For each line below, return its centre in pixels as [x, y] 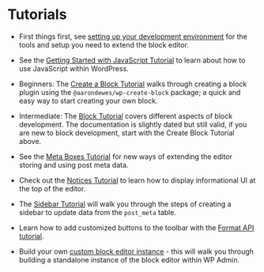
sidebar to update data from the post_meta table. [98, 212]
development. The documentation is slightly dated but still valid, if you [133, 124]
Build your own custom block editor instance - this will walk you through [136, 251]
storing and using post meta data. [74, 164]
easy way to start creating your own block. [89, 100]
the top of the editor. [52, 188]
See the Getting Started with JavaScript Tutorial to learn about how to [132, 60]
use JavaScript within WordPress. [74, 68]
